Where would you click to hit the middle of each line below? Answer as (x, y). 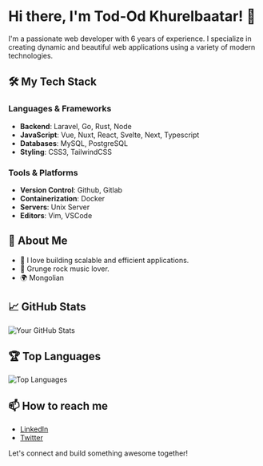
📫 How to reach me (58, 405)
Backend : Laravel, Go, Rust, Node (76, 126)
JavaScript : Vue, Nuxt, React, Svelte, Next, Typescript (110, 135)
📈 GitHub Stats (47, 307)
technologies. (31, 55)
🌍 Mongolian (42, 278)
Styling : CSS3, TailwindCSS (66, 152)
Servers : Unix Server (55, 207)
